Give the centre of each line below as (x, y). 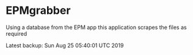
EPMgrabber (38, 11)
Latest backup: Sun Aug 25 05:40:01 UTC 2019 (65, 45)
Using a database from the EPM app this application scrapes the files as (96, 27)
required (16, 33)
